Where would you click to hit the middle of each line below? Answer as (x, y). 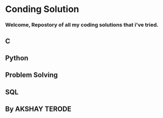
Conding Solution (42, 9)
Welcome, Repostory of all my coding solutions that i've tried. (82, 25)
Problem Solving (32, 75)
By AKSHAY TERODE (38, 109)
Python (17, 58)
